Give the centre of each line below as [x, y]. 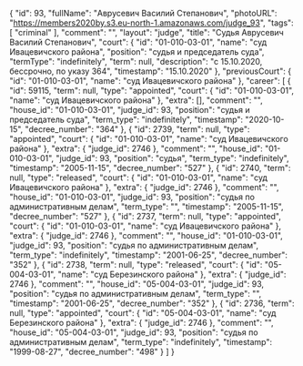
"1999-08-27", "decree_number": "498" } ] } [92, 351]
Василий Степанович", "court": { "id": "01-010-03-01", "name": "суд [138, 42]
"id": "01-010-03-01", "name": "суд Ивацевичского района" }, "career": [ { [150, 81]
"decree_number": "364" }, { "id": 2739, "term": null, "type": [137, 129]
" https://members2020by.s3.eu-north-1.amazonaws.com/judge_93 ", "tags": [151, 23]
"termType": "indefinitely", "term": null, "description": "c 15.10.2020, [136, 61]
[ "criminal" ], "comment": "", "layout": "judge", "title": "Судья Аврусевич [146, 32]
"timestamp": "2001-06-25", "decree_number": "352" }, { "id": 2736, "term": [152, 303]
